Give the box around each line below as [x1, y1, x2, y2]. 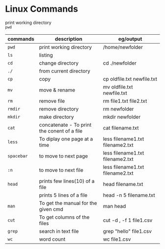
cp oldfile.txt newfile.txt [103, 75, 157, 82]
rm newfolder [103, 105, 134, 112]
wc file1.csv [103, 236, 131, 243]
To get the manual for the [39, 200, 97, 206]
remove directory [39, 105, 79, 112]
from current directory [39, 68, 91, 74]
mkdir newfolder [103, 113, 141, 120]
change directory [39, 60, 79, 67]
